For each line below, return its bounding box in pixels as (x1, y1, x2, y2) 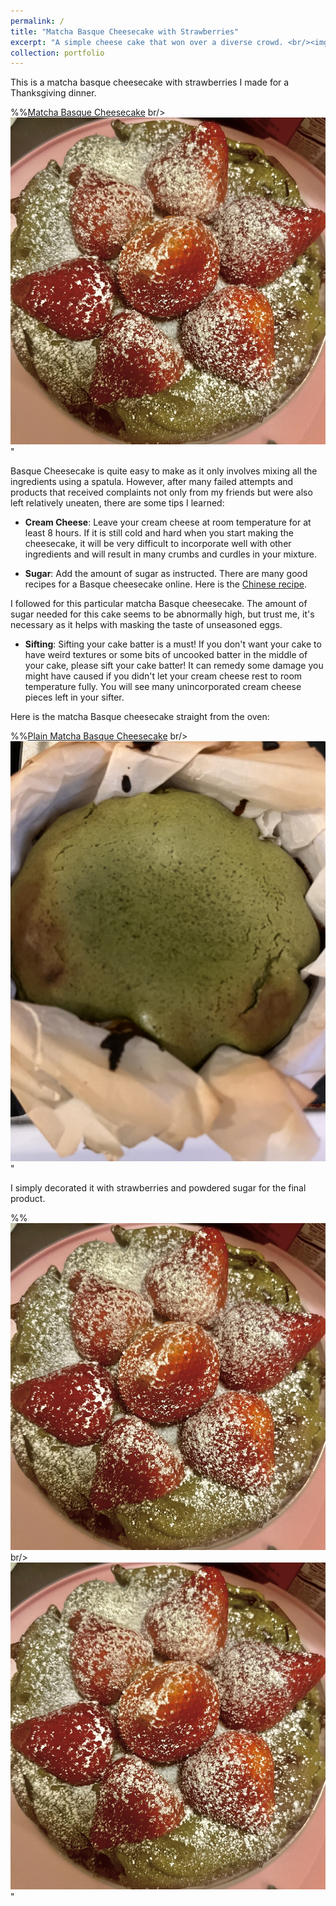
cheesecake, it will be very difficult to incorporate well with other (24, 538, 292, 550)
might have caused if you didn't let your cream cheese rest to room (24, 670, 303, 682)
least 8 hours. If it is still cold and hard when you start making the (24, 527, 294, 539)
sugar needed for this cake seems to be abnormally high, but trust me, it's (10, 608, 315, 620)
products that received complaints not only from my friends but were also (10, 486, 313, 499)
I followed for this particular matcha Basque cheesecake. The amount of (10, 598, 308, 610)
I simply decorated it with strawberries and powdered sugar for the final (10, 1182, 307, 1194)
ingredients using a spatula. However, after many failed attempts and (10, 476, 294, 488)
